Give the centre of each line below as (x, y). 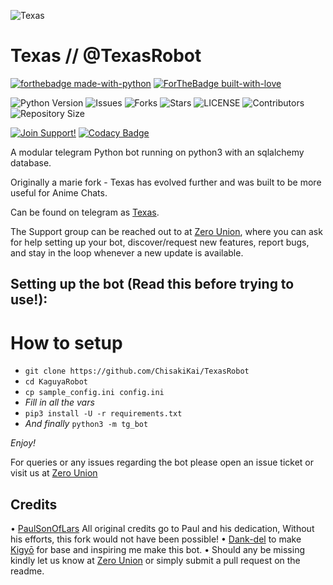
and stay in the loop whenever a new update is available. (127, 252)
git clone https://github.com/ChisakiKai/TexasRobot (137, 371)
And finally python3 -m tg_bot (86, 424)
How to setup (66, 342)
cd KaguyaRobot (56, 382)
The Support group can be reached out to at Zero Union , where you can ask (166, 231)
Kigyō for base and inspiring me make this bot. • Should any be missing (157, 550)
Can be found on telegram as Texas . (85, 212)
